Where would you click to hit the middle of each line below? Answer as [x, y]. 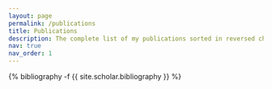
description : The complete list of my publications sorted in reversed [132, 38]
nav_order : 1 [30, 53]
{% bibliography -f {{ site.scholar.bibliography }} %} [95, 76]
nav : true [25, 46]
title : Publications [43, 31]
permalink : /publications [52, 23]
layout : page [30, 16]
